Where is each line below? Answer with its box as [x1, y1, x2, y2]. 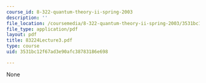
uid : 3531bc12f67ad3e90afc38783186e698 [6, 49, 109, 55]
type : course [6, 43, 40, 49]
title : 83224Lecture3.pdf [6, 37, 72, 43]
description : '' [6, 15, 48, 21]
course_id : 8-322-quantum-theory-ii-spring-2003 [6, 9, 133, 15]
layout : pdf [6, 32, 37, 38]
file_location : [6, 20, 45, 26]
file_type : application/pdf [6, 26, 78, 32]
